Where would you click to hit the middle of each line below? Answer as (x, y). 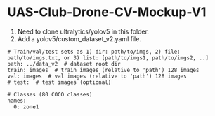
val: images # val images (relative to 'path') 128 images (97, 76)
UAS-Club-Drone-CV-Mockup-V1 (107, 12)
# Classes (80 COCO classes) (50, 94)
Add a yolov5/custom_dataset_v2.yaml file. (79, 38)
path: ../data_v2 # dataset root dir (64, 64)
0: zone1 (26, 107)
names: (17, 101)
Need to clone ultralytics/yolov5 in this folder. (83, 31)
